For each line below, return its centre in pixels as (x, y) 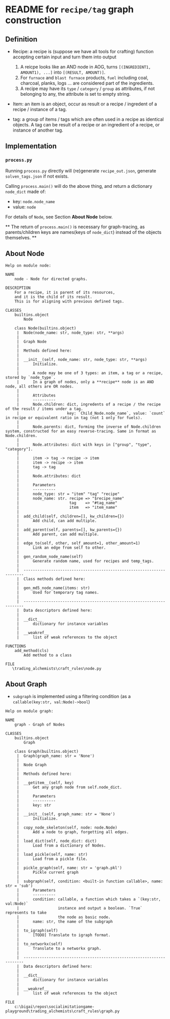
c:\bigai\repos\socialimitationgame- (55, 1007)
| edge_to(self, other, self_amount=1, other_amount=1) (78, 543)
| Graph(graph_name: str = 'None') (56, 756)
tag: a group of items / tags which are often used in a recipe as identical (88, 119)
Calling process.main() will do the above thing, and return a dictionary (79, 186)
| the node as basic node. (64, 917)
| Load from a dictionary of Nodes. (61, 845)
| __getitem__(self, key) (45, 783)
